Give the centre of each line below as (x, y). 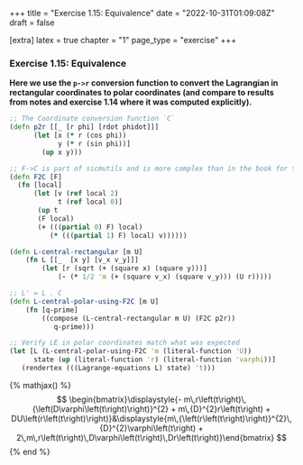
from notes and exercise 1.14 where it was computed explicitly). (131, 102)
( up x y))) (62, 152)
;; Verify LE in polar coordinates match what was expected (125, 343)
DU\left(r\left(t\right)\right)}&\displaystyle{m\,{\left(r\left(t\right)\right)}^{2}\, (151, 418)
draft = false (32, 23)
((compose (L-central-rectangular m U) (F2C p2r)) (139, 318)
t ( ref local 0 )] (90, 202)
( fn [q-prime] (52, 310)
